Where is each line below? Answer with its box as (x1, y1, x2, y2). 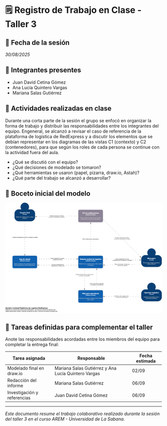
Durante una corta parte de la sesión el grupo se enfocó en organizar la (5, 117, 152, 123)
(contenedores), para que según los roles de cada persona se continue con (5, 144, 160, 150)
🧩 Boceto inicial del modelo (5, 190, 90, 198)
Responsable (77, 355, 105, 361)
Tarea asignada (12, 355, 46, 361)
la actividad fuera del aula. (5, 149, 60, 155)
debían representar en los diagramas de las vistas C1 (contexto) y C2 (5, 139, 147, 145)
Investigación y (7, 390, 39, 396)
